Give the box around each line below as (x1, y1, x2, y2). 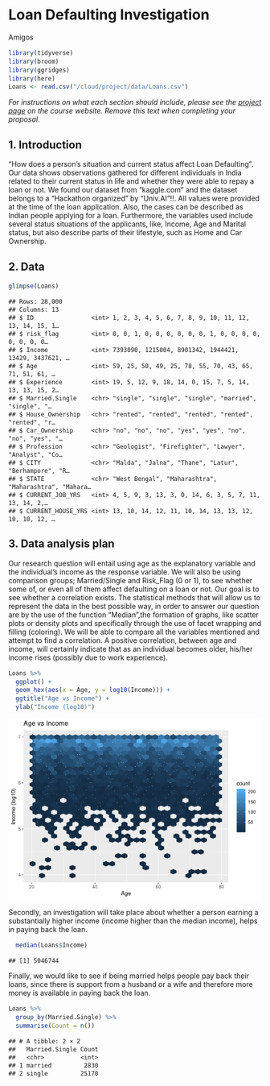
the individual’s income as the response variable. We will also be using (8, 566, 241, 577)
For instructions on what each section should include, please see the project (8, 97, 262, 107)
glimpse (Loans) (8, 282, 59, 290)
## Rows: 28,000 (8, 297, 63, 305)
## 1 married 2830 (8, 1061, 99, 1069)
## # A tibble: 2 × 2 (8, 1037, 81, 1045)
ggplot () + (15, 678, 52, 686)
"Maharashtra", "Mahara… (8, 483, 92, 491)
